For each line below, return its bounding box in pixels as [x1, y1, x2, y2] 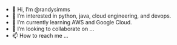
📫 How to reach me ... [12, 32, 68, 39]
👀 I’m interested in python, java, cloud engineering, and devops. [12, 12, 172, 19]
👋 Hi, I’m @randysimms [12, 6, 71, 13]
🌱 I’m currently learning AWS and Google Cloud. [12, 19, 132, 26]
